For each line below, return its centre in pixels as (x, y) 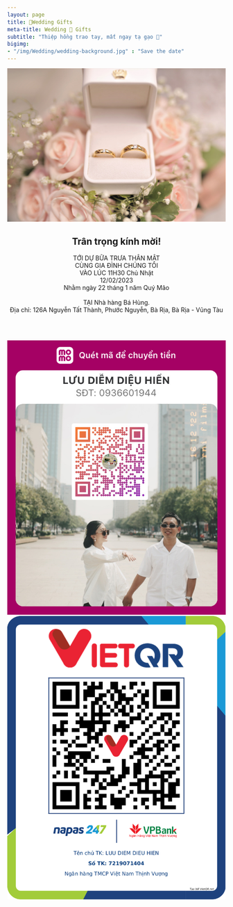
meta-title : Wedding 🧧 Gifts (49, 29)
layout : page (26, 15)
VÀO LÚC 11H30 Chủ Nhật (116, 273)
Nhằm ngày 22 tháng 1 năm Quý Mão (116, 288)
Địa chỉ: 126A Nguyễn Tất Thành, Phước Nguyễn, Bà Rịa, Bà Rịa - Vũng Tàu (116, 310)
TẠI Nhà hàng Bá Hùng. (116, 303)
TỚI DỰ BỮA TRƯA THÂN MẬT (116, 258)
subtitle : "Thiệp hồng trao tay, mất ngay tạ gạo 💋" (85, 37)
